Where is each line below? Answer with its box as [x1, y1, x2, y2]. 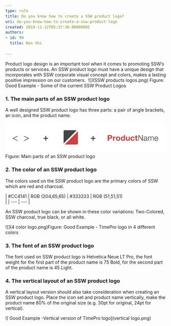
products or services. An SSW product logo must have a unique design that [5, 66, 164, 72]
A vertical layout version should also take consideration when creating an [5, 289, 159, 295]
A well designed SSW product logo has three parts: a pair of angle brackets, [5, 107, 165, 113]
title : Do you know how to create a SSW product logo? [5, 13, 125, 19]
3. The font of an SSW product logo [5, 242, 94, 249]
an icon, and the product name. [5, 113, 71, 119]
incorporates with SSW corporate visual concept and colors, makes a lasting [5, 72, 166, 78]
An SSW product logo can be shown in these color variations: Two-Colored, [5, 208, 165, 214]
